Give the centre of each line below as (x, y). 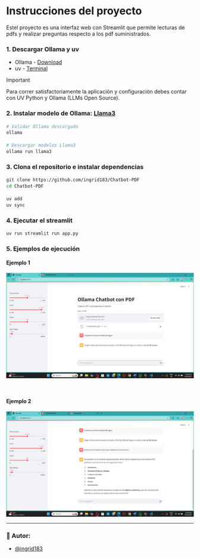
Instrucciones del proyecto (74, 11)
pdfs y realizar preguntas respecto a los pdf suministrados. (79, 33)
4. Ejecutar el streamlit (40, 220)
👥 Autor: (18, 536)
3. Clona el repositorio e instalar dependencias (75, 167)
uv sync (16, 205)
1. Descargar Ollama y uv (43, 49)
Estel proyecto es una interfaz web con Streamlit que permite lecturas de (96, 27)
